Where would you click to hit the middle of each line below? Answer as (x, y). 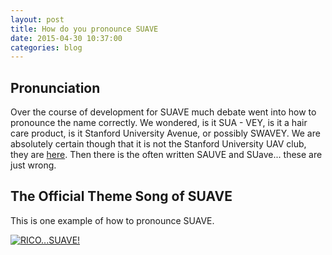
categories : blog (46, 47)
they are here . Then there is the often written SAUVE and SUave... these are (166, 155)
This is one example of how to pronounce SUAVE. (112, 220)
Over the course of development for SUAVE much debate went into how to (163, 112)
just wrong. (33, 165)
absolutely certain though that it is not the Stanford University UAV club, (158, 144)
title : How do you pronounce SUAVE (84, 29)
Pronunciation (55, 87)
